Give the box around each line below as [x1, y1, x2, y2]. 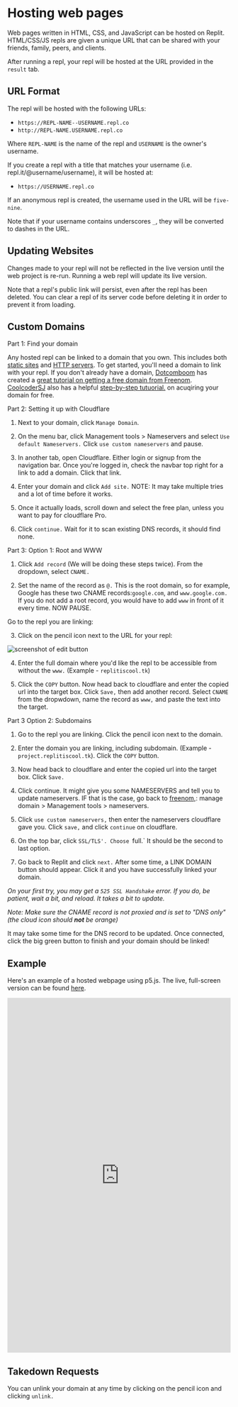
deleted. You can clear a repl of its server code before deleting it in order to [7, 292, 227, 301]
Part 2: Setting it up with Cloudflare [7, 404, 110, 413]
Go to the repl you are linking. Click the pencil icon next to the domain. [17, 730, 223, 739]
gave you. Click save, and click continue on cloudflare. [17, 823, 178, 832]
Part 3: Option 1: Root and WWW [7, 546, 103, 555]
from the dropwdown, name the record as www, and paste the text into [17, 695, 221, 704]
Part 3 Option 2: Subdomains [7, 717, 92, 725]
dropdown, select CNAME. [17, 568, 90, 576]
